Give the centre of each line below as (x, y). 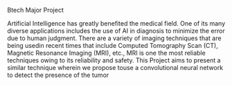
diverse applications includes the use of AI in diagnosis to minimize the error (116, 31)
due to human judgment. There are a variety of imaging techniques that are (114, 38)
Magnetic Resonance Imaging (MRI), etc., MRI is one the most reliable (106, 53)
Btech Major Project (35, 10)
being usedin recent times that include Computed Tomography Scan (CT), (113, 45)
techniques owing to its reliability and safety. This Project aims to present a (114, 60)
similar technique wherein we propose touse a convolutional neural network (115, 68)
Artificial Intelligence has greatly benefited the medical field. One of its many (116, 23)
